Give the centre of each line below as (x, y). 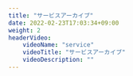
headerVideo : (30, 38)
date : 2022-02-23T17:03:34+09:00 (64, 23)
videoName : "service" (58, 45)
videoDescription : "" (58, 60)
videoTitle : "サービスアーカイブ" (74, 52)
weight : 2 (25, 30)
